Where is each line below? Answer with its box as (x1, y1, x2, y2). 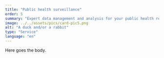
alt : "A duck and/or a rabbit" (5, 25, 69, 30)
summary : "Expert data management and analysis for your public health (5, 16, 154, 21)
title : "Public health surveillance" (5, 7, 82, 12)
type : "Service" (5, 29, 38, 34)
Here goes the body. (5, 47, 46, 53)
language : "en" (5, 34, 36, 39)
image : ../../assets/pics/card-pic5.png (5, 20, 89, 26)
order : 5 (5, 12, 23, 16)
